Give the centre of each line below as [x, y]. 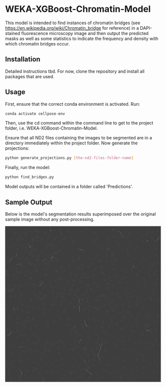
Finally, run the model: [28, 168]
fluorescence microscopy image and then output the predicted [85, 33]
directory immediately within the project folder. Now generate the [72, 143]
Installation [23, 60]
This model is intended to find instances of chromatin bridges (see [73, 23]
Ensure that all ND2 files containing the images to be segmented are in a [79, 138]
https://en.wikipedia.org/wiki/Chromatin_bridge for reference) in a [72, 28]
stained [13, 33]
